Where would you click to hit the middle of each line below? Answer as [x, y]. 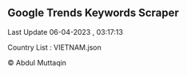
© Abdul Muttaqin [37, 62]
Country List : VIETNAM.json [54, 47]
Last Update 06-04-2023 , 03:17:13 [65, 32]
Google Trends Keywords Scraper [93, 13]
